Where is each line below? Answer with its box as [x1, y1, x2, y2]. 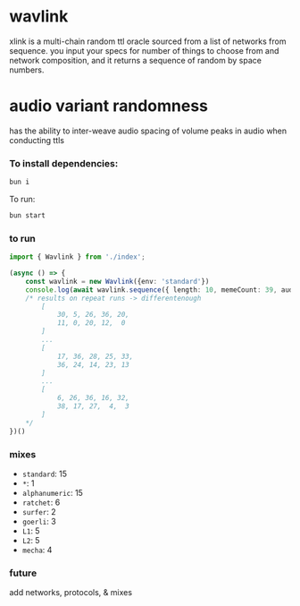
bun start [9, 211, 46, 220]
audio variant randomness [9, 96, 208, 116]
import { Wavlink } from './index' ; [9, 252, 146, 261]
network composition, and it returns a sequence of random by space [9, 55, 262, 65]
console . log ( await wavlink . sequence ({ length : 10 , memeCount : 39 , [25, 285, 278, 294]
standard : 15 [21, 468, 68, 479]
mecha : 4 [21, 544, 53, 555]
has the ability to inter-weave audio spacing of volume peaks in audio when [9, 125, 287, 136]
